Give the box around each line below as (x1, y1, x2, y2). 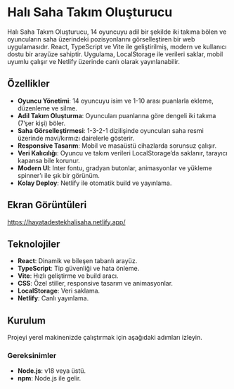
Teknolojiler (7, 238, 60, 250)
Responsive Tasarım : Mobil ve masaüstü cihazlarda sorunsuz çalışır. (17, 141, 216, 150)
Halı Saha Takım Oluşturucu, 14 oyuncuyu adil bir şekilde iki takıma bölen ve (7, 27, 227, 36)
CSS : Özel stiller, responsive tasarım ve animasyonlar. (17, 279, 174, 288)
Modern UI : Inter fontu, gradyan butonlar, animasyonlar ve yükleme (17, 163, 212, 172)
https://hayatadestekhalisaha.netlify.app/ (7, 217, 126, 226)
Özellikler (7, 78, 51, 90)
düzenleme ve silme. (17, 103, 77, 113)
